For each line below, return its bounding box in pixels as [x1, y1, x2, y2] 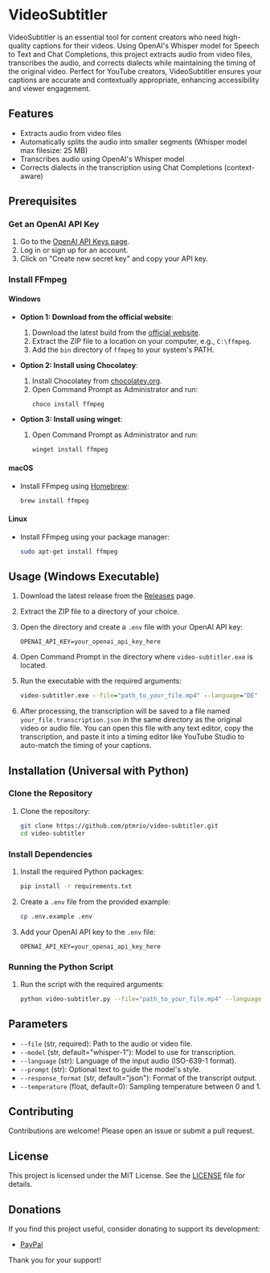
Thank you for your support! [8, 1255, 102, 1265]
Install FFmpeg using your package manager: [19, 531, 170, 541]
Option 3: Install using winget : [19, 415, 123, 424]
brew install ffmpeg [19, 497, 89, 505]
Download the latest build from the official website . [31, 328, 201, 337]
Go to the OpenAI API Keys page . [19, 237, 130, 246]
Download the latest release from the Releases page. [19, 591, 195, 601]
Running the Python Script [8, 961, 114, 972]
